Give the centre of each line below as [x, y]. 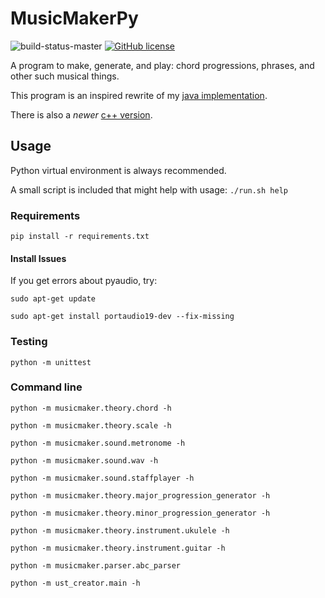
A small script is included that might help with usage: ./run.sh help [149, 189]
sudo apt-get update [53, 299]
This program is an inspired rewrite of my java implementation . [139, 95]
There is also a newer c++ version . [81, 114]
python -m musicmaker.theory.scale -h [91, 425]
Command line [46, 387]
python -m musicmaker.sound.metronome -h [98, 443]
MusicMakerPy [74, 18]
